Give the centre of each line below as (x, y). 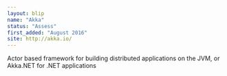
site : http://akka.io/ (40, 39)
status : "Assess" (32, 26)
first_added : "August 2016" (47, 33)
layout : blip (26, 13)
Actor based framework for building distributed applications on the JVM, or (113, 58)
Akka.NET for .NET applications (52, 66)
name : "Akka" (26, 20)
